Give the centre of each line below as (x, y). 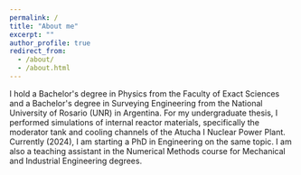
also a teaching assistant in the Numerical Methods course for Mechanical (148, 151)
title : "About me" (44, 26)
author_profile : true (50, 43)
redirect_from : (38, 51)
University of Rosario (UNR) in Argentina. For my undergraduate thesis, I (144, 113)
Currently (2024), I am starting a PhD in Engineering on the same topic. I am (150, 142)
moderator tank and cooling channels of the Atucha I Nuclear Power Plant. (148, 132)
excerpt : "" (32, 34)
